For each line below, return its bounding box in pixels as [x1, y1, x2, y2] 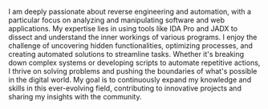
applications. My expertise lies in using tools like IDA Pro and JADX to [8, 24, 238, 33]
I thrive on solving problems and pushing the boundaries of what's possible [8, 67, 258, 75]
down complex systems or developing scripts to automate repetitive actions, [8, 58, 261, 67]
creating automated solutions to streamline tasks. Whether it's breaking [8, 50, 245, 59]
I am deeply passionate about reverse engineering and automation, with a [8, 7, 251, 16]
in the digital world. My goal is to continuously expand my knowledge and [8, 75, 251, 84]
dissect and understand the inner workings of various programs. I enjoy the [8, 32, 258, 42]
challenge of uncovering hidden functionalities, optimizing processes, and [8, 41, 253, 50]
